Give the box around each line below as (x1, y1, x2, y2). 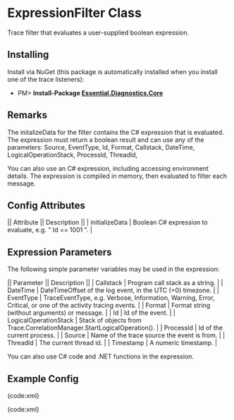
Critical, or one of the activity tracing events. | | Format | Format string (7, 301, 211, 310)
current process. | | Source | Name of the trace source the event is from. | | (7, 331, 226, 340)
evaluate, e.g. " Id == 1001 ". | (7, 226, 93, 234)
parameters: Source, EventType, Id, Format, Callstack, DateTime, (7, 143, 195, 151)
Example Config (7, 373, 79, 385)
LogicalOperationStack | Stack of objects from (7, 316, 142, 325)
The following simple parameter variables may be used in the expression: (7, 265, 220, 273)
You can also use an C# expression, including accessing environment (7, 164, 209, 172)
